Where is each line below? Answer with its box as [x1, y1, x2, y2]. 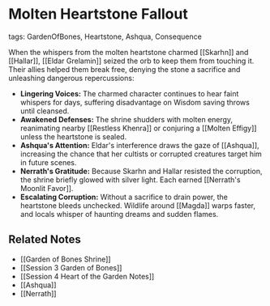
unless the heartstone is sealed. [19, 131, 127, 142]
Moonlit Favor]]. [19, 183, 74, 193]
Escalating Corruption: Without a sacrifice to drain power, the [19, 192, 229, 202]
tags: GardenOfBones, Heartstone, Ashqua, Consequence [8, 32, 203, 41]
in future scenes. [19, 157, 77, 167]
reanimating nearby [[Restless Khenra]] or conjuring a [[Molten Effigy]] [19, 123, 257, 133]
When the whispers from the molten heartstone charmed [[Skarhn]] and [8, 47, 249, 57]
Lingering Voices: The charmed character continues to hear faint [19, 88, 239, 98]
